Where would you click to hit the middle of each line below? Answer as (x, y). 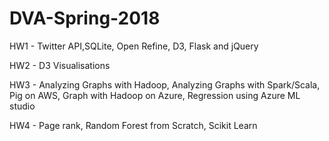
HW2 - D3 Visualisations (60, 65)
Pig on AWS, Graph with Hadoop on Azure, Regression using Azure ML (155, 95)
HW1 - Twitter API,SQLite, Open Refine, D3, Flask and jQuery (134, 46)
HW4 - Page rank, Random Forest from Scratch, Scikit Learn (133, 125)
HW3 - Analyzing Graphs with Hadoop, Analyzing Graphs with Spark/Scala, (165, 84)
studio (22, 106)
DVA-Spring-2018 (85, 18)
